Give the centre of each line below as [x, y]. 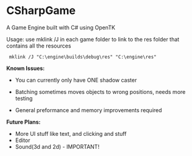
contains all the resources [39, 46]
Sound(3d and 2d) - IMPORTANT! [57, 146]
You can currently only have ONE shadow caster [76, 80]
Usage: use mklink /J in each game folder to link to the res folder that [93, 39]
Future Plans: [23, 122]
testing [24, 98]
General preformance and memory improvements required [89, 110]
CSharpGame [41, 11]
